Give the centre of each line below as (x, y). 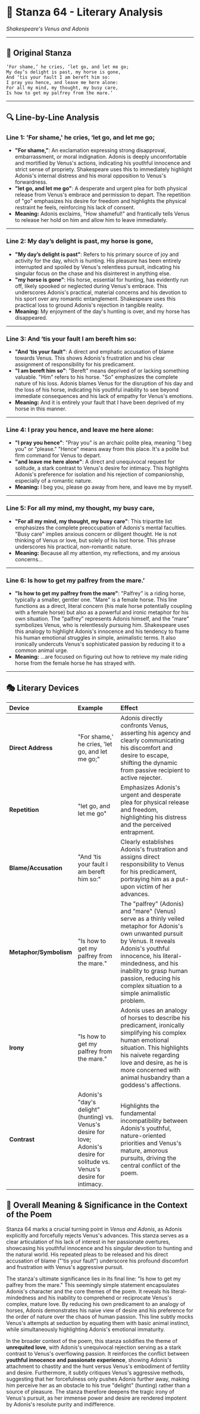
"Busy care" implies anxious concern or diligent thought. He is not (96, 534)
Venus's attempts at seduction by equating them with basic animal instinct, (98, 1323)
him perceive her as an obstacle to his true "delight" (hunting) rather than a (98, 1385)
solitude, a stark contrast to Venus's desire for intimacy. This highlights (102, 468)
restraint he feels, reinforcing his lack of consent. (75, 208)
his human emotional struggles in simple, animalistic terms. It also (95, 637)
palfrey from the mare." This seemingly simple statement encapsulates (93, 1285)
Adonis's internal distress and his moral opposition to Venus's (90, 176)
